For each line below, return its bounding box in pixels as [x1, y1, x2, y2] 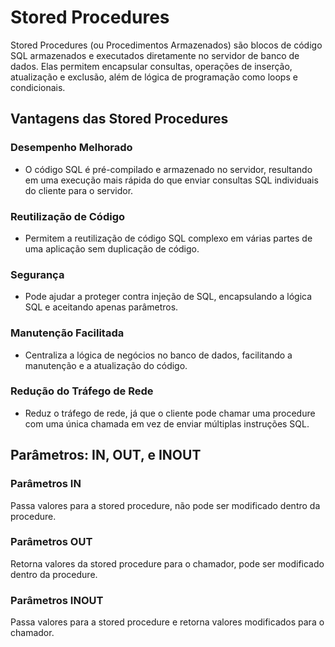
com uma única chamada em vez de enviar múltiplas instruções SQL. [24, 417, 310, 430]
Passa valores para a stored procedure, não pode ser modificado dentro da [10, 499, 321, 511]
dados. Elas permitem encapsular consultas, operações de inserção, [10, 60, 293, 72]
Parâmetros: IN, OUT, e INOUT [10, 447, 202, 464]
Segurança [10, 267, 65, 281]
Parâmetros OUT [10, 535, 93, 549]
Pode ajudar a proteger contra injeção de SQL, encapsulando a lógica [24, 291, 313, 303]
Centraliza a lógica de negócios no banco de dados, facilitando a [24, 349, 293, 361]
